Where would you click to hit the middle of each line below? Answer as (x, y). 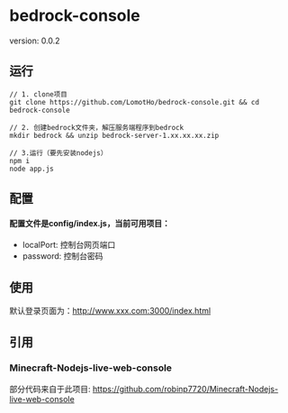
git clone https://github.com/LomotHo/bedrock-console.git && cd (134, 102)
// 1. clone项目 (38, 94)
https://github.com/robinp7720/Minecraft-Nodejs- (185, 389)
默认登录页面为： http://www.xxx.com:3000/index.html (110, 311)
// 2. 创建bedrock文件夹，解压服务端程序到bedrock (97, 127)
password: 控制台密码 (63, 256)
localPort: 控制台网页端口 (69, 245)
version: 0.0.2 (35, 41)
